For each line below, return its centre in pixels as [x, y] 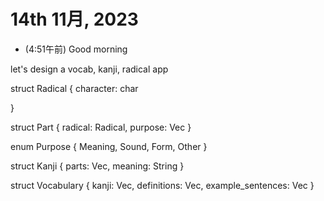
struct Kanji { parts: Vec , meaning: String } [97, 166]
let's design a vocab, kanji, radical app [89, 69]
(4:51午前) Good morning [76, 49]
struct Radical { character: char [74, 88]
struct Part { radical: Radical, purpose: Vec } [101, 127]
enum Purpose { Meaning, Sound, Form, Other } [109, 146]
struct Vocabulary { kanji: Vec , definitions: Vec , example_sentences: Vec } [162, 185]
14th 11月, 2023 [74, 19]
